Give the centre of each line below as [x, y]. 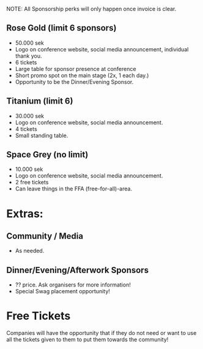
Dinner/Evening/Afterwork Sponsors [77, 270]
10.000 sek [29, 169]
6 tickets [26, 62]
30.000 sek [30, 116]
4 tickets [26, 129]
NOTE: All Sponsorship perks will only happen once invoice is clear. [91, 9]
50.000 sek [29, 43]
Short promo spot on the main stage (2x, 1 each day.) [82, 75]
